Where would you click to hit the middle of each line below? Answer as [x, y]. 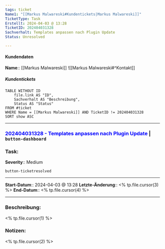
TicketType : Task [23, 19]
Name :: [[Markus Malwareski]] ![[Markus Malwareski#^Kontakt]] [70, 68]
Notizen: [15, 231]
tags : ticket [18, 10]
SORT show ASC [20, 117]
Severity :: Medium [24, 162]
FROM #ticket [18, 108]
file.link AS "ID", [34, 95]
